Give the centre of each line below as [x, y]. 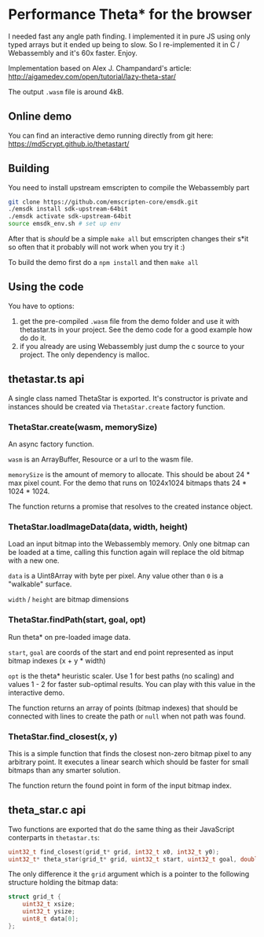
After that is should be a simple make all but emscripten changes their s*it [128, 239]
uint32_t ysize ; [49, 912]
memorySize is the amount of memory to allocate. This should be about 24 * [129, 474]
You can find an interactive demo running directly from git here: [111, 135]
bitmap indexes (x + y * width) [57, 660]
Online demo [40, 117]
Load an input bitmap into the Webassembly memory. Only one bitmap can [129, 544]
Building [29, 169]
